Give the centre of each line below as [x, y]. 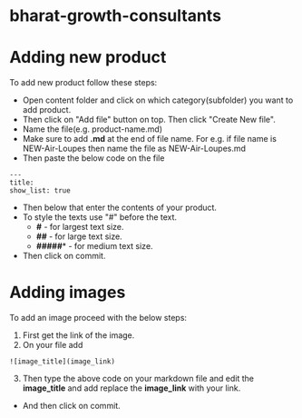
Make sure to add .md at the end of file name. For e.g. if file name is [149, 139]
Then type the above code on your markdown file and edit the [138, 379]
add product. [47, 110]
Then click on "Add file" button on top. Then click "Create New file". [149, 120]
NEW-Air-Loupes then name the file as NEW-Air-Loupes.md [134, 149]
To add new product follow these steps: [83, 83]
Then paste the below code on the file [93, 158]
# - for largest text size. [80, 227]
